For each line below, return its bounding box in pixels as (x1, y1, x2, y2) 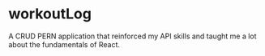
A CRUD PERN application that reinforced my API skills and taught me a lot (8, 31, 257, 41)
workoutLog (8, 5, 92, 23)
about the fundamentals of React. (8, 39, 120, 49)
